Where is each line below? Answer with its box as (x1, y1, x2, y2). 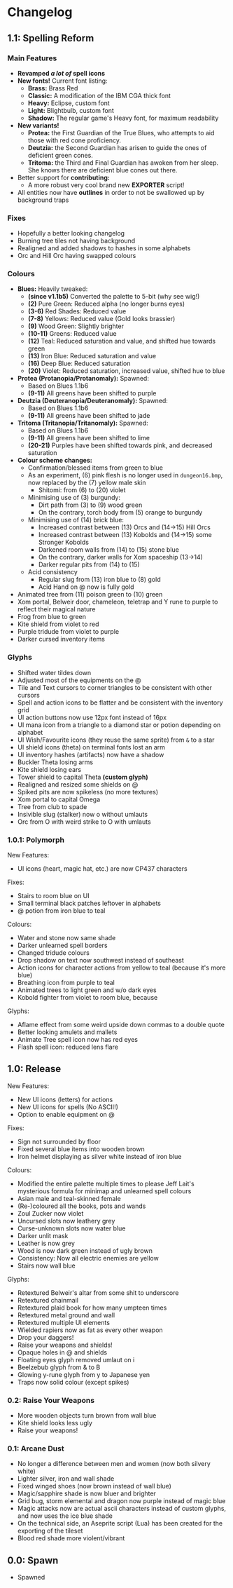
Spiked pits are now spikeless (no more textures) (17, 787, 159, 796)
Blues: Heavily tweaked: (17, 285, 88, 293)
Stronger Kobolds (38, 538, 90, 547)
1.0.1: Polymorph (7, 835, 65, 845)
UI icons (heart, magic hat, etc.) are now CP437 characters (17, 864, 188, 873)
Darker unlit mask (17, 1231, 69, 1240)
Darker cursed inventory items (17, 635, 105, 644)
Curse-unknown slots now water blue (17, 1224, 126, 1233)
